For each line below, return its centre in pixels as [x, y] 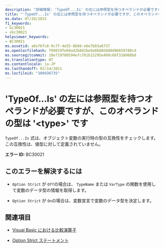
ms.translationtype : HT [29, 60]
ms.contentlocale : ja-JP [30, 64]
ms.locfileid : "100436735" [32, 73]
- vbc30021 [16, 32]
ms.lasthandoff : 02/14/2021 [34, 69]
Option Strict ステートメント [41, 241]
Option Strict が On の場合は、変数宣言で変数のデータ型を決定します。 [83, 201]
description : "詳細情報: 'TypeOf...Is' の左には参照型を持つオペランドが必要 [78, 10]
